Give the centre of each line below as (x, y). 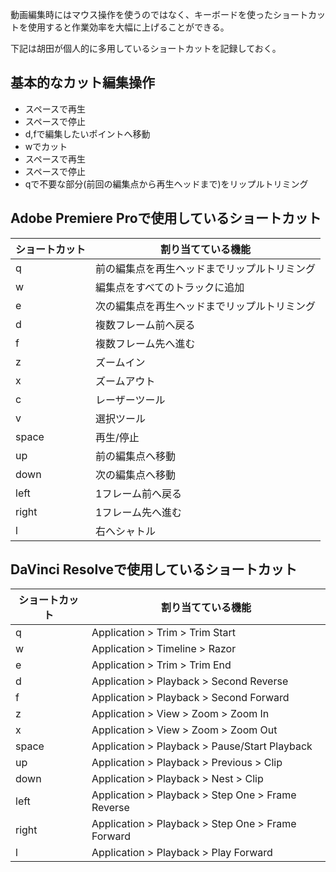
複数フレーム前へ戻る (145, 325)
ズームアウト (125, 381)
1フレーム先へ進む (138, 512)
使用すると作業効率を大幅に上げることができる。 (128, 27)
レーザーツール (130, 400)
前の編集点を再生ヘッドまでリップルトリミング (206, 268)
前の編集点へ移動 (136, 456)
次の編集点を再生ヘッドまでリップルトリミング (206, 306)
